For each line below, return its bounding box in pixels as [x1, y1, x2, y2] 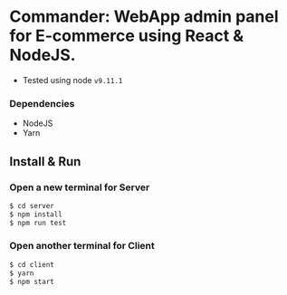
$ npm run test [9, 218, 67, 227]
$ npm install [9, 210, 63, 219]
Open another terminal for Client [9, 240, 156, 252]
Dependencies [9, 97, 75, 109]
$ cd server [9, 201, 54, 210]
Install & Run [9, 154, 81, 169]
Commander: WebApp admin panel [9, 6, 279, 27]
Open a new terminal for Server [9, 181, 150, 194]
